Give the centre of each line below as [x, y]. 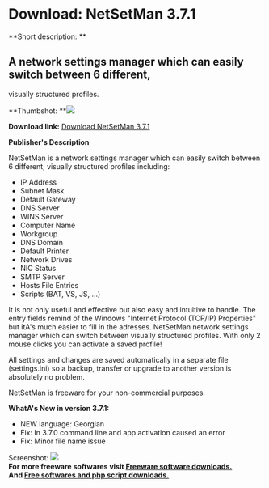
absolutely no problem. [46, 376]
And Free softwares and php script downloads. [89, 475]
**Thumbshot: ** [38, 111]
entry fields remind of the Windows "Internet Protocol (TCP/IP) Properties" [132, 318]
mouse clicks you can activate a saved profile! [85, 344]
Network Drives [46, 259]
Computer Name [48, 225]
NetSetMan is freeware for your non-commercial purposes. [107, 393]
